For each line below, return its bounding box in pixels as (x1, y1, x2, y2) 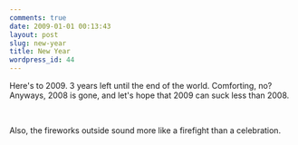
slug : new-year (9, 38, 67, 48)
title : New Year (9, 47, 71, 56)
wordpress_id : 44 (9, 55, 75, 64)
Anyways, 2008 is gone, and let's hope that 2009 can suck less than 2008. (9, 90, 290, 101)
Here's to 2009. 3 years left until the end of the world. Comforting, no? (9, 81, 273, 91)
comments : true (9, 13, 67, 23)
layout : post (9, 30, 59, 39)
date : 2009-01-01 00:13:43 (9, 22, 111, 31)
